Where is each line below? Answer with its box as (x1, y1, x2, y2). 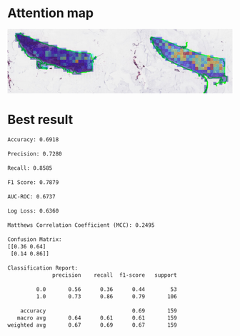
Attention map (7, 5, 94, 21)
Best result (7, 111, 74, 128)
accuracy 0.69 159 (20, 307, 177, 315)
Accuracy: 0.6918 (7, 136, 59, 143)
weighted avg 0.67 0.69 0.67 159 (7, 321, 177, 329)
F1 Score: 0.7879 (7, 178, 59, 186)
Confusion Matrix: (7, 235, 62, 243)
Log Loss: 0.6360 (7, 207, 59, 215)
